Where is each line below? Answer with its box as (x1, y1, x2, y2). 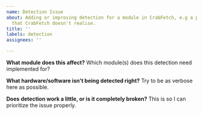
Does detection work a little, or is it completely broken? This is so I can (6, 95, 186, 102)
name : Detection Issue (6, 8, 63, 15)
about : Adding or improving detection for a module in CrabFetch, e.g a (6, 15, 193, 21)
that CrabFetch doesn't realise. (11, 20, 96, 26)
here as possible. (6, 84, 50, 91)
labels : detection (6, 31, 53, 38)
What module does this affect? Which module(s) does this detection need (6, 59, 192, 66)
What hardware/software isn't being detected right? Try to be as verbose (6, 77, 193, 84)
